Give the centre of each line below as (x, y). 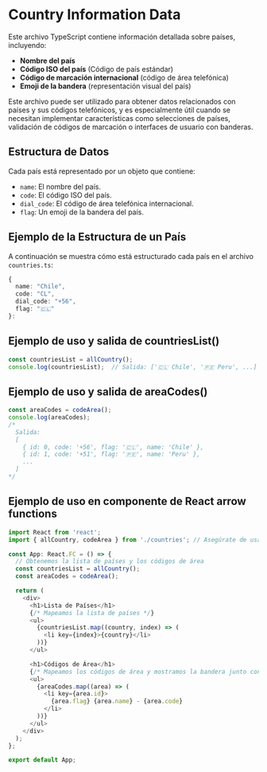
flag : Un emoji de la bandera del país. (82, 212)
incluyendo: (27, 45)
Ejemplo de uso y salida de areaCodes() (108, 392)
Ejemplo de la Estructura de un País (97, 237)
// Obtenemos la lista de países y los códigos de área (110, 562)
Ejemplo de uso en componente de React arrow (127, 502)
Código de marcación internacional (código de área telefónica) (124, 77)
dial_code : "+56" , (46, 302)
